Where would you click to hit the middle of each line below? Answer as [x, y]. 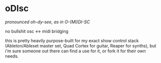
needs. [12, 56]
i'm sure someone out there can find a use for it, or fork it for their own [76, 51]
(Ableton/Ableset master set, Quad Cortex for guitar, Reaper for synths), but [81, 46]
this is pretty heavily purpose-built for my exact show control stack [72, 40]
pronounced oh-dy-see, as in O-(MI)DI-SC [48, 22]
